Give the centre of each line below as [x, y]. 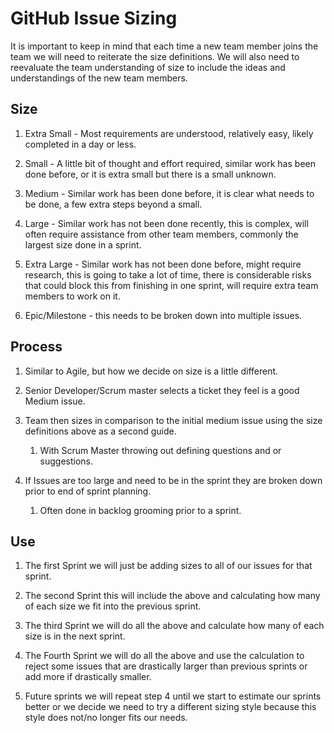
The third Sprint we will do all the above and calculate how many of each [174, 626]
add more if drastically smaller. [88, 677]
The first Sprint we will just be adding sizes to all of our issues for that [168, 566]
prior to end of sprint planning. [88, 491]
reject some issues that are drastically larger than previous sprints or [166, 666]
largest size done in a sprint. [83, 244]
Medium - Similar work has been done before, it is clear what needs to [169, 193]
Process [36, 347]
